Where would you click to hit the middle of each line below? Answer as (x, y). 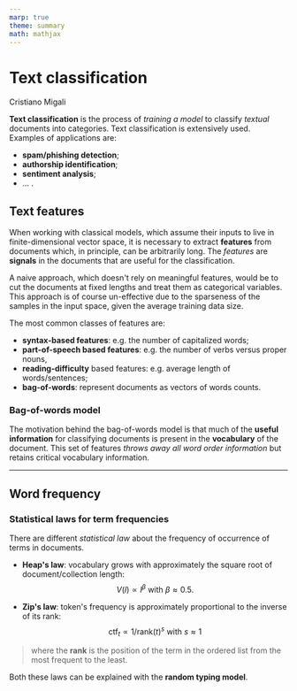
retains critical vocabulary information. (80, 457)
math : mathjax (35, 34)
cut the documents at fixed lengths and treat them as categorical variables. (146, 288)
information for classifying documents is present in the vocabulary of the (144, 439)
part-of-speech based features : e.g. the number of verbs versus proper (154, 349)
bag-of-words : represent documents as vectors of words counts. (141, 388)
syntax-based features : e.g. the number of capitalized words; (135, 341)
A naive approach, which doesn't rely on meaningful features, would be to (144, 278)
